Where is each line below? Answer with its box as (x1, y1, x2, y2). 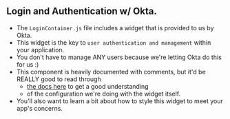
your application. (16, 45, 65, 54)
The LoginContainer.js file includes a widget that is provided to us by (16, 23, 214, 32)
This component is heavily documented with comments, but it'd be (16, 67, 206, 76)
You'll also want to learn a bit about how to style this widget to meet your (16, 96, 223, 105)
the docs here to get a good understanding (26, 82, 149, 90)
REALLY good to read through (16, 75, 101, 83)
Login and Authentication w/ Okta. (6, 6, 158, 17)
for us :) (16, 60, 39, 68)
